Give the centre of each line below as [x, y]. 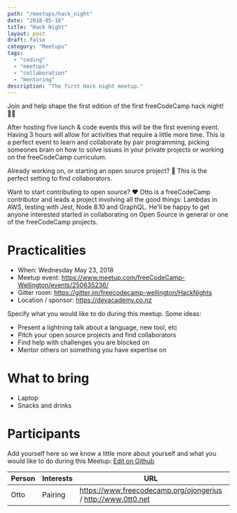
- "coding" [30, 60]
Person [23, 478]
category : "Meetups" [38, 47]
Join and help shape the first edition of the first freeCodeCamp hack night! [116, 106]
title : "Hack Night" [38, 27]
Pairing [54, 495]
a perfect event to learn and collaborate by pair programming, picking [108, 143]
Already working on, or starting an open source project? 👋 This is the [107, 171]
